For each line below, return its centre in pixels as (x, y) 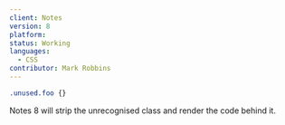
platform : (28, 34)
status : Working (40, 43)
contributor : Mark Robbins (60, 69)
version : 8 (30, 26)
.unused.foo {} (38, 93)
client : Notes (36, 18)
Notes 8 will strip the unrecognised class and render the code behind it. (142, 111)
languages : (30, 52)
